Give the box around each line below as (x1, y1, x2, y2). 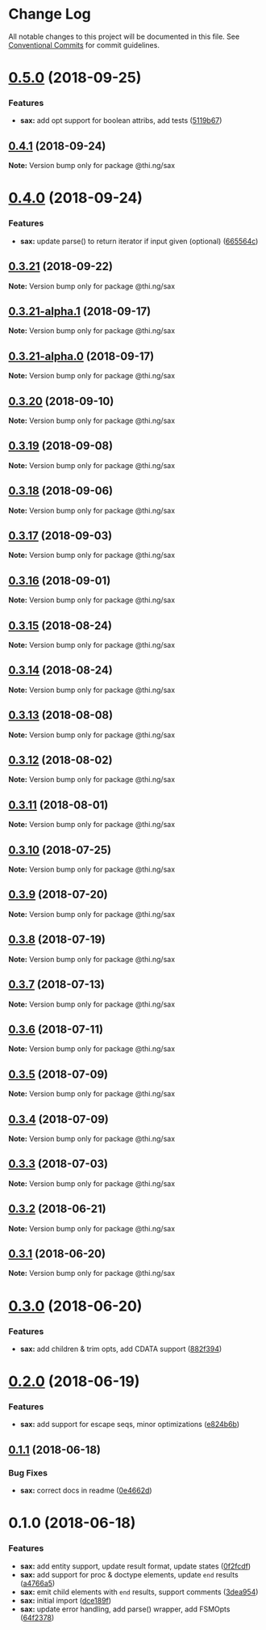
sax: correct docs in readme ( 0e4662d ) (19, 1485, 152, 1496)
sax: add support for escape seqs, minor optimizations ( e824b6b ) (19, 1420, 240, 1429)
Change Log (8, 5, 91, 23)
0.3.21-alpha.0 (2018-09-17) (8, 349, 155, 363)
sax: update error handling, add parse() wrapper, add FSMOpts (19, 1604, 231, 1614)
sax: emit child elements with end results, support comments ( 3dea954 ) (19, 1586, 259, 1597)
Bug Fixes (8, 1467, 48, 1478)
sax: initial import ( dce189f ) (19, 1595, 111, 1605)
